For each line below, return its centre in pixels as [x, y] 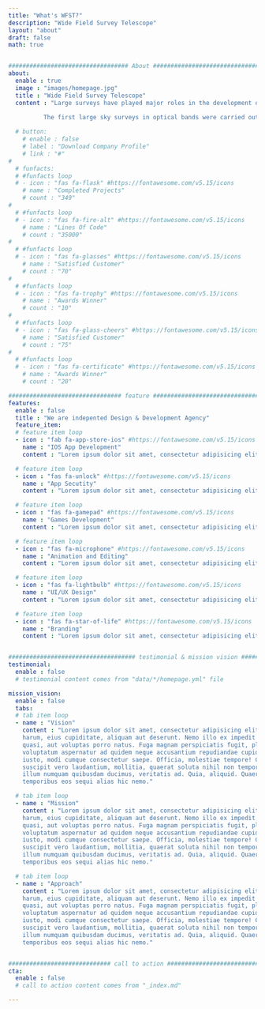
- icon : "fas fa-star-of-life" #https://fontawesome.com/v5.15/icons [134, 621]
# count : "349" [49, 198]
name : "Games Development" [68, 520]
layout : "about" [35, 30]
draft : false [30, 38]
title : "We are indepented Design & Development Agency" [113, 418]
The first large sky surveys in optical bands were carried [144, 118]
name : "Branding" [52, 629]
